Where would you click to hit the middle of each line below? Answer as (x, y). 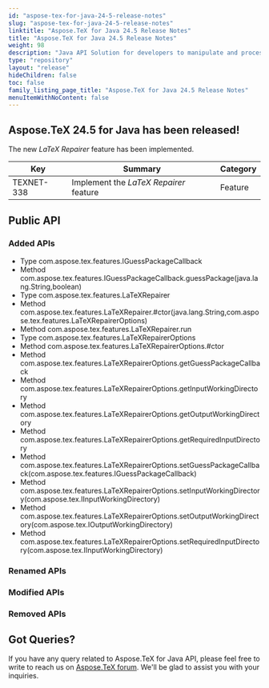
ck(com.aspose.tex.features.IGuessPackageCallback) (108, 474)
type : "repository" (41, 61)
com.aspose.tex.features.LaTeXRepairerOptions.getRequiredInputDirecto (140, 439)
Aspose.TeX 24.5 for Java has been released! (124, 130)
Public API (34, 221)
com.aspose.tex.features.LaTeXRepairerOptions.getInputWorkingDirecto (139, 388)
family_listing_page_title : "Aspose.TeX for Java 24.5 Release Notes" (128, 90)
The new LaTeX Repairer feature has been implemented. (101, 150)
